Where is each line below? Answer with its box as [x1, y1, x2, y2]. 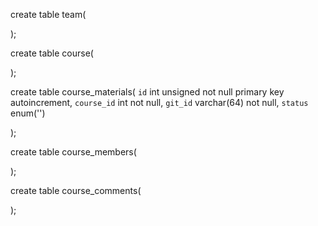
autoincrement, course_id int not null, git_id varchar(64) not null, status [10, 97, 309, 108]
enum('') [10, 107, 46, 119]
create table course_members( [10, 146, 137, 158]
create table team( [10, 9, 87, 20]
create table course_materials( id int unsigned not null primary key [10, 86, 285, 98]
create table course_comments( [10, 185, 142, 196]
